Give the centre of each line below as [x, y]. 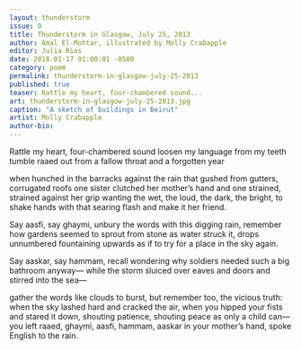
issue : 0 [26, 26]
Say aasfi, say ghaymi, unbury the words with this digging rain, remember [146, 224]
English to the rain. [44, 336]
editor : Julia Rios [46, 51]
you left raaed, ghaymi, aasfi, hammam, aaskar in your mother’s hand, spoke [150, 326]
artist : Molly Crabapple [56, 118]
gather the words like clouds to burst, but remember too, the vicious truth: [146, 297]
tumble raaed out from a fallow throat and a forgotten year [117, 161]
